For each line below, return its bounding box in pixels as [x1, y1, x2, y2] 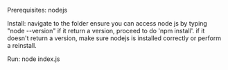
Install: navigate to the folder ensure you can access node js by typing [7, 19, 208, 27]
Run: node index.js [7, 55, 60, 63]
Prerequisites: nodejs [7, 6, 68, 14]
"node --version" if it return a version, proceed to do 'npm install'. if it [7, 27, 205, 35]
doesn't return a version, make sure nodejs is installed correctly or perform [7, 34, 222, 42]
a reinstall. [7, 42, 37, 49]
